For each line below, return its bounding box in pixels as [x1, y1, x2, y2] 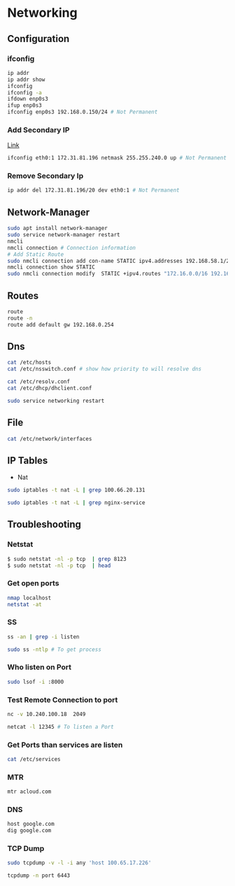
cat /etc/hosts [7, 359, 52, 366]
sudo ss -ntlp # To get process [7, 645, 101, 653]
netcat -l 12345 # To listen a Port [7, 723, 114, 730]
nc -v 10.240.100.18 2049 [7, 711, 86, 718]
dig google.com [7, 827, 52, 834]
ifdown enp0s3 [7, 96, 49, 103]
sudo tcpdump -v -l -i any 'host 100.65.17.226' [7, 859, 152, 866]
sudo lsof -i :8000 [7, 678, 64, 685]
